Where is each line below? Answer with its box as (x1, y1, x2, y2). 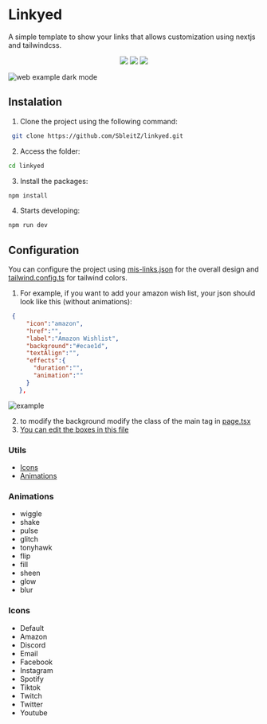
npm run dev (8, 221, 48, 229)
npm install (8, 191, 48, 200)
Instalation (8, 96, 62, 109)
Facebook (19, 657, 53, 667)
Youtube (19, 707, 48, 718)
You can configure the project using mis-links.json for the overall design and (8, 264, 259, 274)
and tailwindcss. (8, 40, 62, 49)
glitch (19, 534, 38, 544)
